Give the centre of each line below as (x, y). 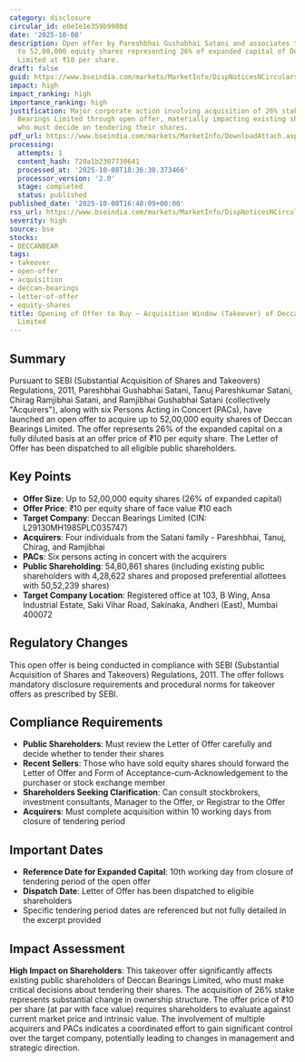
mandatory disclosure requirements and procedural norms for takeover (142, 684)
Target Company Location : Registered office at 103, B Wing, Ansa (146, 595)
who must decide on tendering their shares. (103, 128)
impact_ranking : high (50, 94)
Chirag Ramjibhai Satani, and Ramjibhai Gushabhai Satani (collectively (140, 400)
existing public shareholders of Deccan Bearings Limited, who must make (147, 980)
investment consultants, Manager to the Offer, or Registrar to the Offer (154, 802)
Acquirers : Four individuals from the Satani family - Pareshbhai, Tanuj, (154, 537)
